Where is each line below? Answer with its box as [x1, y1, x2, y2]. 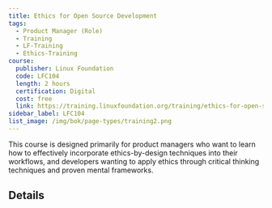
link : [15, 102, 35, 110]
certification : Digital [15, 87, 96, 96]
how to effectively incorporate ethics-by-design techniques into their [8, 147, 239, 158]
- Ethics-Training [15, 49, 79, 57]
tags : [8, 19, 27, 28]
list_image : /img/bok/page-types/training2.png [8, 117, 172, 125]
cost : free [15, 95, 53, 103]
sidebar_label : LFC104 [8, 110, 85, 118]
